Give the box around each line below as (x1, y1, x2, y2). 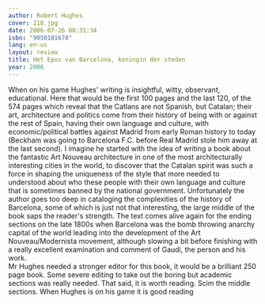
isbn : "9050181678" (8, 33, 73, 42)
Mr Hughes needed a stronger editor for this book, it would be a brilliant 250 (8, 261, 257, 271)
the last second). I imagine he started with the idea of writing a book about (8, 143, 252, 153)
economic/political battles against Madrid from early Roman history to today (8, 127, 256, 136)
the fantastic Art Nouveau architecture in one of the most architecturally (8, 152, 243, 161)
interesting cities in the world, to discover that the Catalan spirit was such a (8, 160, 253, 170)
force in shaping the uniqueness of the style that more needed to (8, 169, 220, 178)
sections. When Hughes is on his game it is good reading (8, 287, 194, 296)
